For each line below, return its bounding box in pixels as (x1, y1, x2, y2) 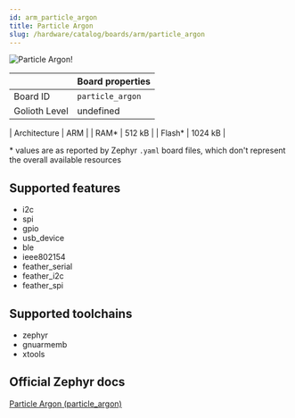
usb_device (21, 233, 65, 244)
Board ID (13, 90, 51, 103)
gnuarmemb (21, 339, 68, 349)
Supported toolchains (9, 305, 133, 322)
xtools (21, 349, 45, 359)
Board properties (77, 75, 152, 88)
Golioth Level (13, 104, 69, 117)
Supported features (9, 180, 121, 196)
